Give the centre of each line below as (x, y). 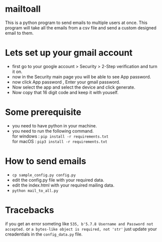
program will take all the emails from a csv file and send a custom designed (81, 27)
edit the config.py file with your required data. (58, 180)
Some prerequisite (43, 112)
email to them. (20, 33)
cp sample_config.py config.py (44, 175)
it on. (17, 72)
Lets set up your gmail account (69, 53)
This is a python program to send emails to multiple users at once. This (76, 23)
